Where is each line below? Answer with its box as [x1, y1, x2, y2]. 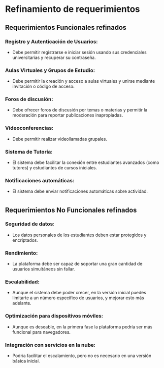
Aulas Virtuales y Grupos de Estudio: [5, 67, 95, 74]
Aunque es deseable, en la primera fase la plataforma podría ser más [12, 323, 153, 330]
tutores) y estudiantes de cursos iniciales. [12, 165, 97, 171]
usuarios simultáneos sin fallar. [12, 266, 75, 272]
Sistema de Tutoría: [5, 148, 53, 155]
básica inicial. [12, 358, 40, 364]
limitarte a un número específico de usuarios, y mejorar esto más [12, 295, 144, 301]
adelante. [12, 300, 32, 306]
